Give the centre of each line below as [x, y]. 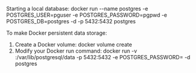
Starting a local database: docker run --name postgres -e [77, 9]
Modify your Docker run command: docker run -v [76, 51]
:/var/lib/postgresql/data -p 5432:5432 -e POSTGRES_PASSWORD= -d [103, 57]
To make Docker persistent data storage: [57, 33]
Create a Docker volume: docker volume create [73, 45]
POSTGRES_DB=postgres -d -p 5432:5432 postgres [71, 21]
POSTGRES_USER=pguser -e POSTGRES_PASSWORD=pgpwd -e [87, 15]
